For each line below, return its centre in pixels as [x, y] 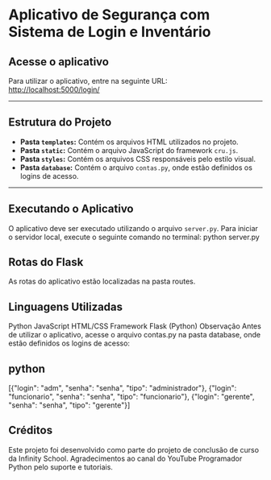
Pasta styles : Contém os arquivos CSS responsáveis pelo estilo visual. [138, 159]
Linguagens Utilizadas [66, 306]
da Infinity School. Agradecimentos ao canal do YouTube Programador [125, 458]
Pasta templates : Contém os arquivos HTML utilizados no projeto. [129, 142]
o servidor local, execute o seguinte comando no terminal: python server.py [134, 237]
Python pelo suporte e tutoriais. [60, 467]
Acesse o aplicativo [58, 62]
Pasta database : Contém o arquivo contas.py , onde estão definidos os [136, 168]
